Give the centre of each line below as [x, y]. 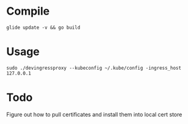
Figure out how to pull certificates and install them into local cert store [94, 114]
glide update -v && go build [43, 27]
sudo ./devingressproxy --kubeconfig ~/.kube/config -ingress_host [94, 68]
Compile [28, 11]
